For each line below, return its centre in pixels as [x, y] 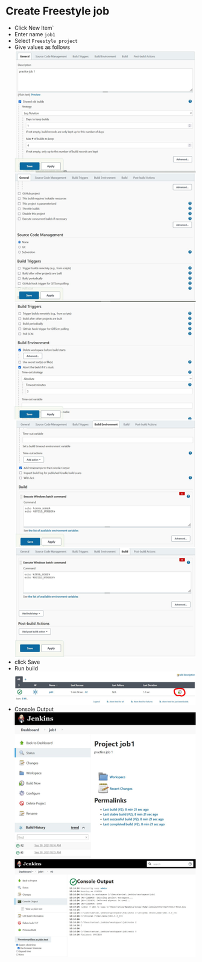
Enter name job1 [35, 34]
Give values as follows [42, 47]
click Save [27, 662]
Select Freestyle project [46, 40]
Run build [26, 669]
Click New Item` [34, 28]
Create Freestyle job [58, 11]
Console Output [34, 709]
